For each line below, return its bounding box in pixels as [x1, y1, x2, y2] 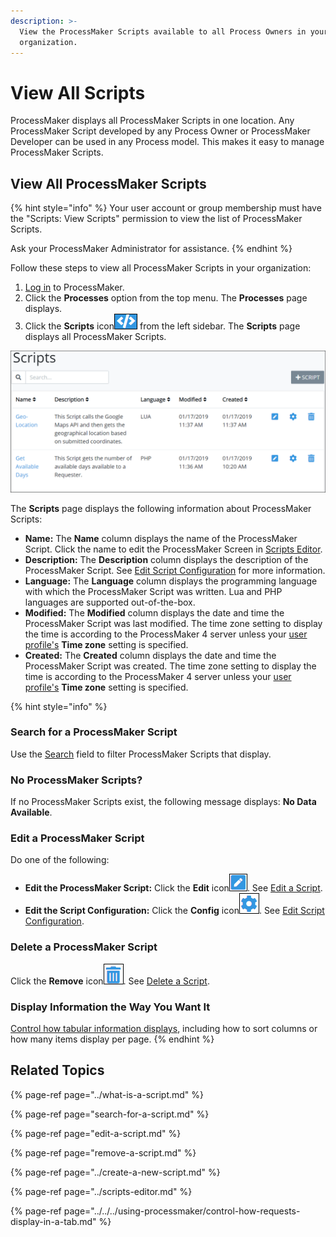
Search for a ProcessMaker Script [10, 725, 178, 739]
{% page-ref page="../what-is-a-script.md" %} [10, 1088, 205, 1100]
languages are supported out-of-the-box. [24, 596, 196, 608]
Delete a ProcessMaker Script [10, 940, 158, 954]
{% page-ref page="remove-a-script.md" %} [10, 1146, 197, 1159]
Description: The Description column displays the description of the [24, 553, 309, 565]
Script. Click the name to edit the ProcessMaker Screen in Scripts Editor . [24, 543, 323, 555]
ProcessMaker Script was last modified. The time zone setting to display [24, 617, 323, 629]
